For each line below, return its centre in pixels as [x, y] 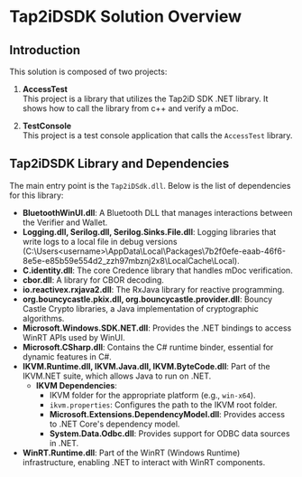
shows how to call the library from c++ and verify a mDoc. [130, 108]
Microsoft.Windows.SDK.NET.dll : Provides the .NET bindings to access [157, 328]
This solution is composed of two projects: [88, 71]
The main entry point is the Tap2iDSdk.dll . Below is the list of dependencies [150, 185]
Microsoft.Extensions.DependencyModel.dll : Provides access [167, 414]
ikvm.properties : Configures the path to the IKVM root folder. [163, 405]
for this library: [37, 195]
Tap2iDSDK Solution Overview [125, 17]
